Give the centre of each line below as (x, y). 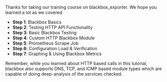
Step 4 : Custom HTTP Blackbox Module (53, 38)
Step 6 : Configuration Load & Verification (55, 48)
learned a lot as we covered (34, 12)
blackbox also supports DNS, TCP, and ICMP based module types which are (83, 69)
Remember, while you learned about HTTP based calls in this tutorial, (76, 63)
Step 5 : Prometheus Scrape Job (45, 43)
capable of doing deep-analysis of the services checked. (64, 74)
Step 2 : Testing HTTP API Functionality (52, 27)
